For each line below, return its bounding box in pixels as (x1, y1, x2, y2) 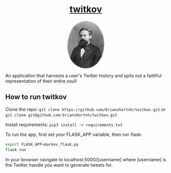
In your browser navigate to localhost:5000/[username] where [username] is (5, 156, 166, 162)
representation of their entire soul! (5, 78, 78, 84)
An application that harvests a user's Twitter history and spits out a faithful (5, 72, 162, 78)
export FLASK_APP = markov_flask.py (5, 141, 79, 147)
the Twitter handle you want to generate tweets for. (5, 162, 113, 168)
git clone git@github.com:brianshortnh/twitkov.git (5, 112, 117, 118)
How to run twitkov (5, 93, 67, 101)
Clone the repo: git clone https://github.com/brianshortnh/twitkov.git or (5, 106, 166, 112)
